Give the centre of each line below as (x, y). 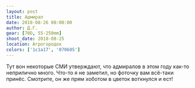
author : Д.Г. (22, 28)
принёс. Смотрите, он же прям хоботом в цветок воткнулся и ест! (90, 79)
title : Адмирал (25, 17)
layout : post (22, 11)
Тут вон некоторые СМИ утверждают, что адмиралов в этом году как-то (98, 66)
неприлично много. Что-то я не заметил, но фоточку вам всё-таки (90, 72)
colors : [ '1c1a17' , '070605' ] (43, 50)
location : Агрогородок (34, 45)
